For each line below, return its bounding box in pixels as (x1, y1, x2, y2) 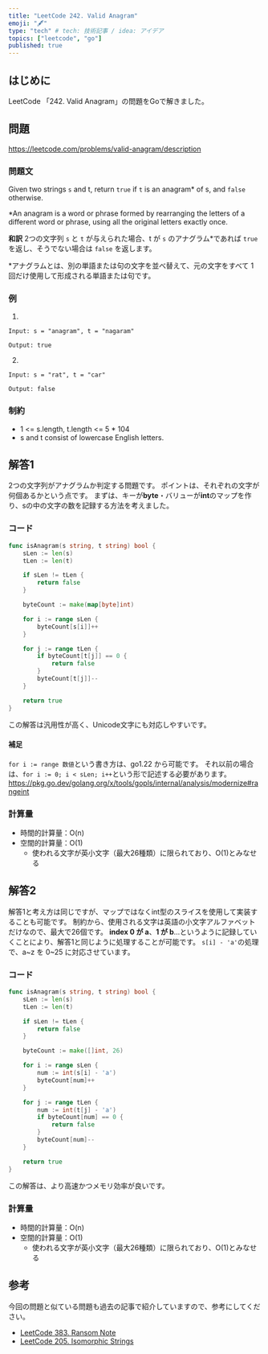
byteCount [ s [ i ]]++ (37, 623, 99, 631)
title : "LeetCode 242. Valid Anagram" (8, 11, 138, 20)
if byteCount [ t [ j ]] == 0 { (37, 652, 128, 661)
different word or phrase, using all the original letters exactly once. (8, 217, 229, 227)
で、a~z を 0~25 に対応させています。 (8, 947, 135, 957)
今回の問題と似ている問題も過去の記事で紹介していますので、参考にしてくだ (8, 1301, 261, 1311)
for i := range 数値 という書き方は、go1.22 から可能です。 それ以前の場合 (8, 759, 254, 768)
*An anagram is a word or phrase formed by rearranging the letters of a (8, 208, 246, 218)
